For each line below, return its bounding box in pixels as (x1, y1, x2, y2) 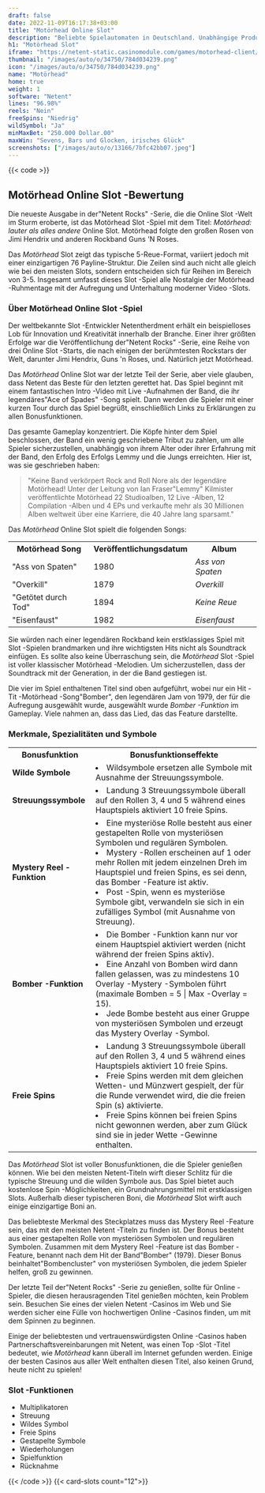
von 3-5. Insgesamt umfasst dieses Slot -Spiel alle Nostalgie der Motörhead (8, 275, 255, 284)
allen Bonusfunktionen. (8, 412, 84, 421)
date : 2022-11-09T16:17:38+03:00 (8, 19, 118, 27)
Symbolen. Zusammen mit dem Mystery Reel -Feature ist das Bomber (8, 1242, 234, 1251)
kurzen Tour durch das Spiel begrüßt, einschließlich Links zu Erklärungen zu (8, 404, 256, 413)
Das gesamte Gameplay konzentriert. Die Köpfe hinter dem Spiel (8, 427, 218, 437)
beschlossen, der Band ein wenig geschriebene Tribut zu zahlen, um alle (8, 435, 244, 445)
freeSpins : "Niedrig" (8, 115, 80, 122)
